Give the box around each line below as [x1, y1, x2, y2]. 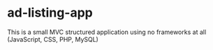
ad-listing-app [7, 5, 93, 21]
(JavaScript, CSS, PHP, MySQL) [7, 35, 99, 43]
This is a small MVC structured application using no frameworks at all [7, 28, 207, 36]
